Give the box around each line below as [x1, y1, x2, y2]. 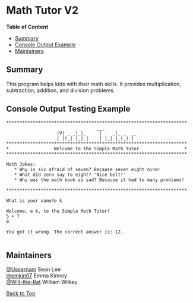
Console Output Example [14, 41, 76, 48]
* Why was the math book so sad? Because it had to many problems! [14, 176, 185, 183]
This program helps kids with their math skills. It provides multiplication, [6, 80, 182, 87]
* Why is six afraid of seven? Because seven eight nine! [14, 166, 161, 172]
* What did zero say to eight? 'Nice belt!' [14, 172, 126, 178]
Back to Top [6, 290, 36, 297]
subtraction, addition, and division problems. [6, 87, 115, 94]
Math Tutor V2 [6, 4, 79, 17]
